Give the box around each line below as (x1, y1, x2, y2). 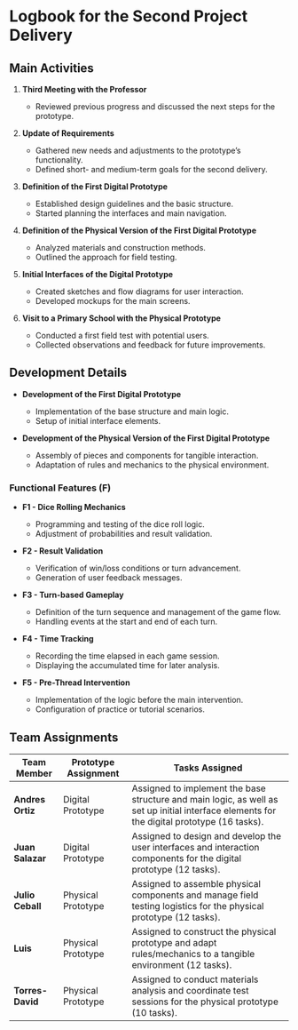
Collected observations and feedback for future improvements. (35, 339, 266, 350)
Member (15, 767, 53, 779)
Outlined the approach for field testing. (35, 252, 177, 262)
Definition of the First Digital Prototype (21, 181, 169, 192)
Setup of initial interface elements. (35, 415, 161, 426)
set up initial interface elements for (131, 804, 277, 817)
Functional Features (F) (9, 482, 112, 494)
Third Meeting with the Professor (21, 84, 147, 94)
